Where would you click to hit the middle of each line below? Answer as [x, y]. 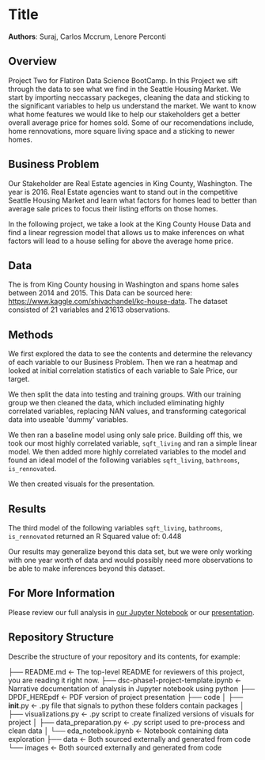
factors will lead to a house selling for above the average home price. [121, 241]
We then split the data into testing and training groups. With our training [125, 394]
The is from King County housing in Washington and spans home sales [124, 285]
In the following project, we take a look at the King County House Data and [130, 224]
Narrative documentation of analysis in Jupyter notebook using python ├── [132, 688]
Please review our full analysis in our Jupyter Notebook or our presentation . [131, 612]
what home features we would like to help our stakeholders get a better [124, 114]
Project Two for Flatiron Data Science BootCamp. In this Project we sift [123, 80]
